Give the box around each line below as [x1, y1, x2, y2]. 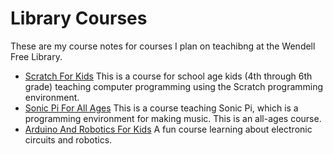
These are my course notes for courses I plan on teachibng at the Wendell [10, 40, 316, 52]
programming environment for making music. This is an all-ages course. [24, 112, 322, 124]
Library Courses [10, 7, 148, 30]
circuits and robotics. [24, 133, 113, 146]
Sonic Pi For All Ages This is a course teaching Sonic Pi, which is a [24, 102, 299, 114]
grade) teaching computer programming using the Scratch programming [24, 80, 324, 92]
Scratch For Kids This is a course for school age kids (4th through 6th [24, 70, 313, 82]
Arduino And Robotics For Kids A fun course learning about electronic [24, 123, 313, 135]
